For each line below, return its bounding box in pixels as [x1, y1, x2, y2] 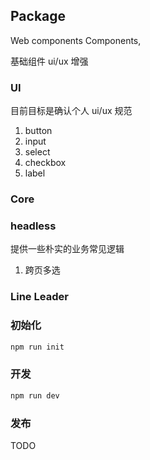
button [24, 125, 53, 137]
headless [10, 219, 57, 233]
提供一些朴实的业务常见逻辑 [10, 243, 125, 255]
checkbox [24, 157, 67, 169]
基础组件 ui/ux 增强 [10, 55, 89, 67]
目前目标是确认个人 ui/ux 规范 [10, 105, 133, 117]
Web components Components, [10, 34, 142, 46]
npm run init [10, 342, 65, 352]
